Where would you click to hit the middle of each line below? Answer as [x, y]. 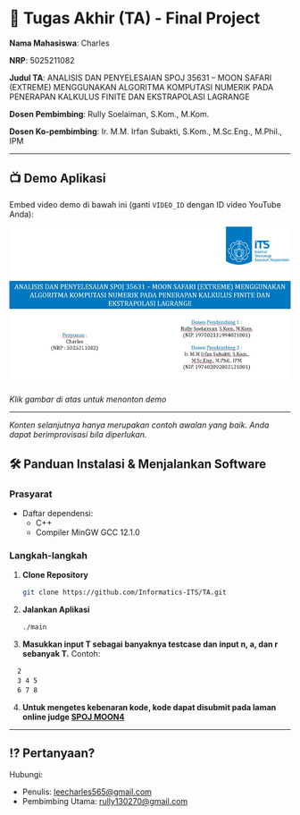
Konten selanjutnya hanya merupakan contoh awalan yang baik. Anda [139, 425]
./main [34, 627]
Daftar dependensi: [58, 513]
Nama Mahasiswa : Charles [59, 43]
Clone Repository [55, 575]
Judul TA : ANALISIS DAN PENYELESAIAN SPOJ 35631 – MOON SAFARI [141, 77]
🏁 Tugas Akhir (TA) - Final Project [135, 18]
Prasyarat [31, 494]
